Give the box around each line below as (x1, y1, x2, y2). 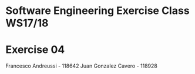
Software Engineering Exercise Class (5, 4, 190, 17)
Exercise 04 (5, 43, 65, 57)
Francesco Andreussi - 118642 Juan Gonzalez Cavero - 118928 (5, 62, 158, 69)
